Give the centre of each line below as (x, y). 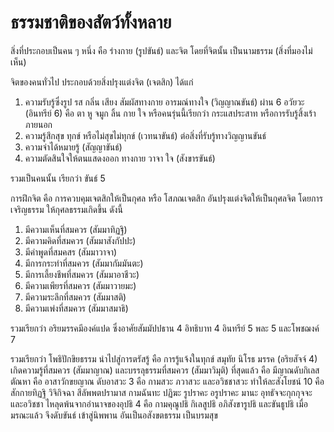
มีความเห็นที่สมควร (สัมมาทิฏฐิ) (76, 229)
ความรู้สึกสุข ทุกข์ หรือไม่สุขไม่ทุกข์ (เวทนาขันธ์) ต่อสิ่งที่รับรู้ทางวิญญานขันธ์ (145, 135)
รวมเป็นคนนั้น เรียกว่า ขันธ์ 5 (58, 178)
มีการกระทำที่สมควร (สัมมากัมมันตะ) (84, 263)
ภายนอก (38, 124)
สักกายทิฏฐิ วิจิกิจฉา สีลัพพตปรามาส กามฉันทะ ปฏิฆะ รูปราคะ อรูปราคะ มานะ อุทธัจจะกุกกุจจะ (161, 392)
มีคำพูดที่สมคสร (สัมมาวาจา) (71, 252)
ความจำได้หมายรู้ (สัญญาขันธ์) (73, 147)
